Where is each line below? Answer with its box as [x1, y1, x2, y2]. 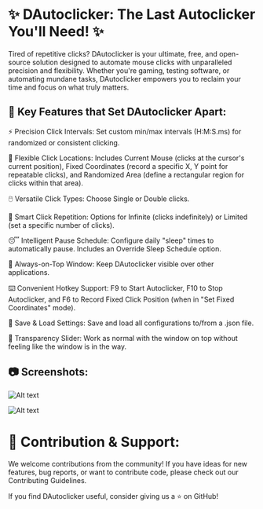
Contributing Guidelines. [8, 475, 87, 485]
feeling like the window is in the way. [8, 342, 127, 351]
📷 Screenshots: [8, 365, 89, 379]
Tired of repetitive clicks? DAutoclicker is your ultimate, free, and [8, 49, 218, 58]
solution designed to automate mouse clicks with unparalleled [32, 57, 232, 67]
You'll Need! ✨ [8, 23, 104, 41]
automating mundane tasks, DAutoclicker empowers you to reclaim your [8, 74, 242, 83]
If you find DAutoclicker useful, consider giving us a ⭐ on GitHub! [8, 491, 218, 500]
